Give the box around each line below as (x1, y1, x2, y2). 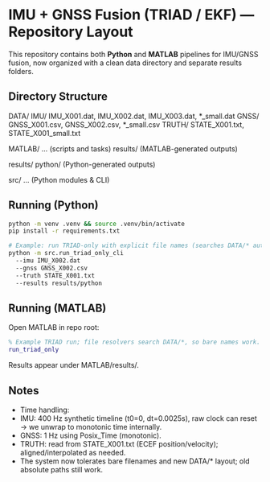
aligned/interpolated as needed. (19, 447, 126, 457)
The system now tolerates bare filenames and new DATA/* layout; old (19, 456, 251, 466)
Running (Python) (8, 199, 99, 212)
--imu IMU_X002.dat (15, 257, 81, 265)
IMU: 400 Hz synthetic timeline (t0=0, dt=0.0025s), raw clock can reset (19, 413, 257, 423)
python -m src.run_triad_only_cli (8, 249, 125, 257)
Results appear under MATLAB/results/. (8, 360, 139, 370)
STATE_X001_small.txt (8, 128, 81, 138)
